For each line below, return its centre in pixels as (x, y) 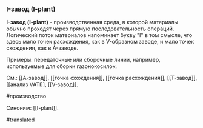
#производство (26, 96)
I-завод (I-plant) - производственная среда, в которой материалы (92, 22)
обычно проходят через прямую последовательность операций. (90, 29)
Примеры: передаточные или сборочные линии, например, (83, 60)
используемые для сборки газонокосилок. (62, 66)
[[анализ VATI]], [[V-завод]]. (42, 84)
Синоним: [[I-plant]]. (32, 108)
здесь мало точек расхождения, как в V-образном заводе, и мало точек (100, 42)
